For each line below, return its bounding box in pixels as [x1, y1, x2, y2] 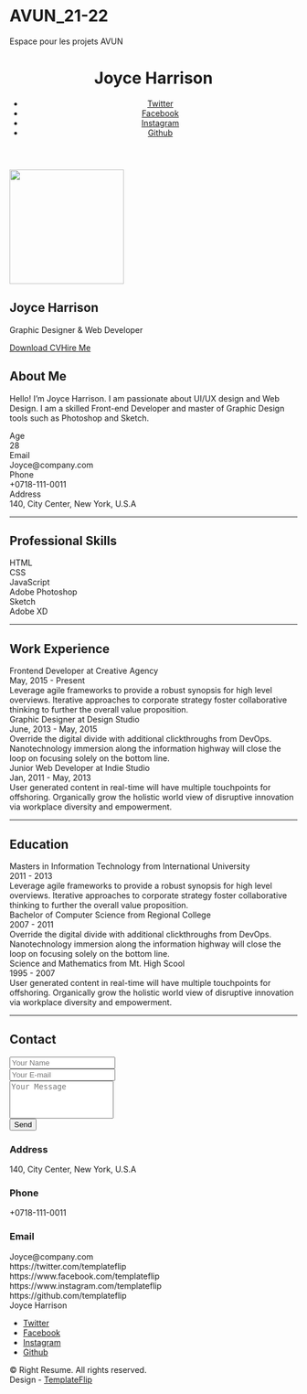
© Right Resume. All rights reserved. [9, 1364, 147, 1375]
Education [9, 836, 69, 852]
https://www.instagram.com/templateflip [9, 1280, 163, 1291]
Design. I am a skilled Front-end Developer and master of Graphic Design [9, 402, 285, 413]
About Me [9, 369, 67, 384]
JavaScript [9, 577, 50, 588]
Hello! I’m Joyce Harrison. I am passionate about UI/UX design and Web [9, 392, 281, 403]
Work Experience [9, 641, 111, 657]
